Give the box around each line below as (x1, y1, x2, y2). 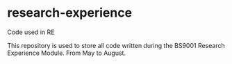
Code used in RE (7, 28, 55, 36)
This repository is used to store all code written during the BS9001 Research (7, 41, 225, 49)
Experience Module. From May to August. (7, 49, 126, 57)
